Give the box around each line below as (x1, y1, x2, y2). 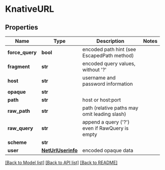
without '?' (82, 67, 107, 73)
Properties (5, 23, 38, 32)
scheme (7, 139, 27, 146)
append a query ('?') (82, 119, 130, 125)
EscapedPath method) (82, 52, 134, 59)
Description (96, 38, 125, 44)
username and (82, 74, 116, 81)
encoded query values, (82, 60, 136, 67)
